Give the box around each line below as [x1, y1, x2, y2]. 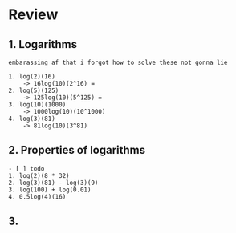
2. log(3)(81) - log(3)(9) [8, 179, 99, 187]
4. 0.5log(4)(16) [8, 192, 67, 201]
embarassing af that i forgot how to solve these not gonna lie [8, 58, 228, 66]
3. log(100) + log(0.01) [8, 186, 92, 194]
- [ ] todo [8, 164, 45, 173]
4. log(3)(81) [8, 114, 56, 123]
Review [8, 6, 59, 24]
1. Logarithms [8, 38, 78, 51]
